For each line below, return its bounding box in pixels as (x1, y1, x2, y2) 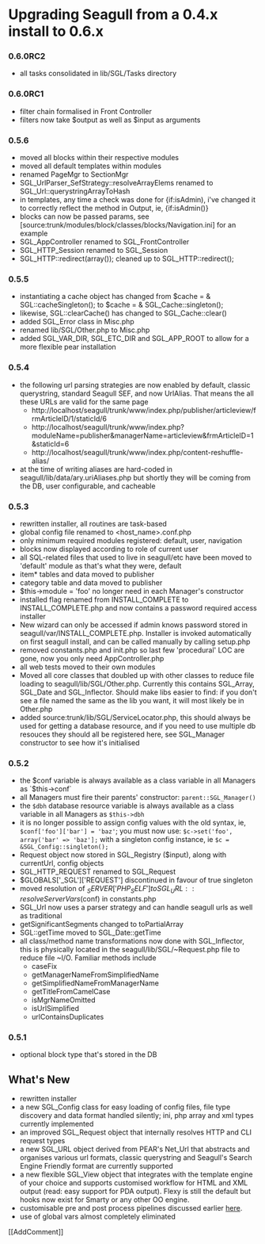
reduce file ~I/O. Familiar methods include (19, 953, 157, 963)
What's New (8, 1073, 70, 1086)
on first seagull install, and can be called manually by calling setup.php (19, 637, 251, 646)
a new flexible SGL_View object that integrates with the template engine (19, 1169, 253, 1179)
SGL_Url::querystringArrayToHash (19, 186, 131, 196)
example (19, 228, 48, 239)
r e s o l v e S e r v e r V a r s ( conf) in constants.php (19, 894, 157, 904)
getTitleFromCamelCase (31, 987, 111, 997)
